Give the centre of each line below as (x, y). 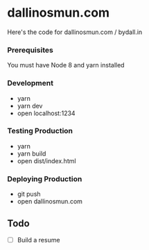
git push (29, 194)
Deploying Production (45, 178)
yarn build (32, 153)
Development (30, 83)
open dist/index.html (46, 160)
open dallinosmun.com (50, 201)
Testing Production (40, 131)
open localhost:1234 (46, 113)
